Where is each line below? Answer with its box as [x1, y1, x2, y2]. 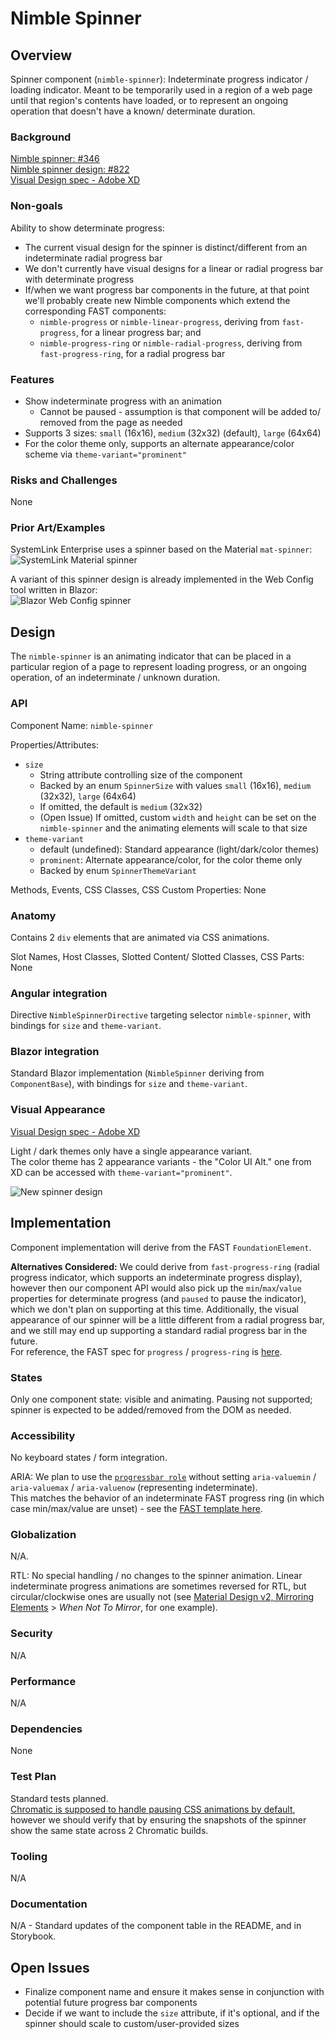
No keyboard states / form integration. [10, 1452, 168, 1464]
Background [10, 130, 72, 144]
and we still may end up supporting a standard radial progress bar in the [10, 1324, 308, 1336]
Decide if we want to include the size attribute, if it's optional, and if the [24, 2007, 320, 2019]
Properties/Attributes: [10, 738, 100, 751]
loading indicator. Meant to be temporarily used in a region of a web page [10, 84, 313, 96]
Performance [10, 1674, 77, 1688]
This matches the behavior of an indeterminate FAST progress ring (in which [10, 1492, 325, 1504]
